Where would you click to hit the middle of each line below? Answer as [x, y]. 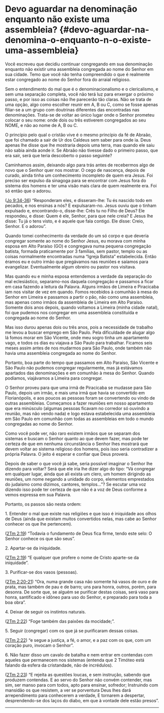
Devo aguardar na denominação [71, 9]
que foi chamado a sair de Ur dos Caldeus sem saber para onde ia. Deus [78, 140]
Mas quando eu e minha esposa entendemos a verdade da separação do [79, 276]
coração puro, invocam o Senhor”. [40, 645]
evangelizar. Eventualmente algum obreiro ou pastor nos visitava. [71, 266]
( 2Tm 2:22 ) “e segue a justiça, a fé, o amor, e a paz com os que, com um [78, 640]
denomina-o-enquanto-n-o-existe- [78, 40]
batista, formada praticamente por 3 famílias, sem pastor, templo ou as [76, 251]
